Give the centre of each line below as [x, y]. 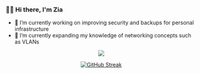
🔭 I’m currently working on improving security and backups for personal [104, 23]
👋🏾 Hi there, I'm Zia [34, 10]
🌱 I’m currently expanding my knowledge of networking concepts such [103, 35]
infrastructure [32, 29]
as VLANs [27, 42]
